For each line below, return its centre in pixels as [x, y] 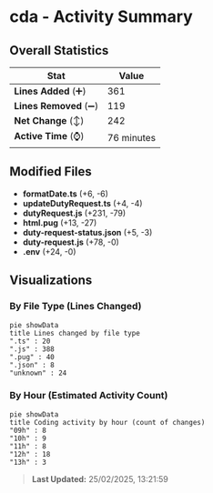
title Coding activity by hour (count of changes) [107, 422]
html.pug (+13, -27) [60, 222]
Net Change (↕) [49, 121]
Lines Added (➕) [50, 91]
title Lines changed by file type [75, 333]
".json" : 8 [32, 365]
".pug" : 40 [32, 357]
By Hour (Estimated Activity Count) [89, 396]
